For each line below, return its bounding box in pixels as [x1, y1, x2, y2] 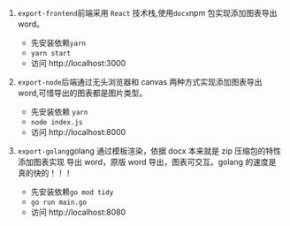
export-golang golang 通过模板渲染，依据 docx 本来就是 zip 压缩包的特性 [17, 146, 281, 156]
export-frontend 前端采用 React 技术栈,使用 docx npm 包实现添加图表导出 [17, 8, 278, 18]
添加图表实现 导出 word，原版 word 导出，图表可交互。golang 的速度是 [17, 157, 277, 167]
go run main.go [30, 198, 87, 207]
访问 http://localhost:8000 [30, 127, 126, 137]
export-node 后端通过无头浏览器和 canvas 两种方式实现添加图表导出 [17, 77, 263, 87]
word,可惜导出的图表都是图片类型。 [17, 87, 148, 98]
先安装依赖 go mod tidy [30, 186, 114, 197]
